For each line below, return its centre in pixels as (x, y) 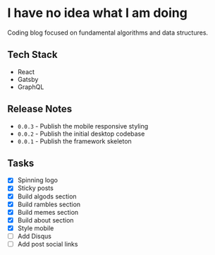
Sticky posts (36, 188)
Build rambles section (49, 204)
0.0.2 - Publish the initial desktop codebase (81, 134)
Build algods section (47, 196)
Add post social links (48, 244)
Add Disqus (34, 236)
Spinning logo (38, 180)
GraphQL (31, 87)
